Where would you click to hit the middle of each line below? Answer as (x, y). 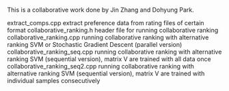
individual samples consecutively (54, 80)
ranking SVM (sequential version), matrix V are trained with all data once (109, 59)
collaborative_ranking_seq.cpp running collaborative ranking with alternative (114, 52)
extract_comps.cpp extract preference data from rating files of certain (106, 23)
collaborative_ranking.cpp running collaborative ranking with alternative (108, 37)
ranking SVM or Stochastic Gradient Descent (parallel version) (95, 44)
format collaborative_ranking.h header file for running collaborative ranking (113, 30)
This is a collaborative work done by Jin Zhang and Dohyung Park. (100, 10)
